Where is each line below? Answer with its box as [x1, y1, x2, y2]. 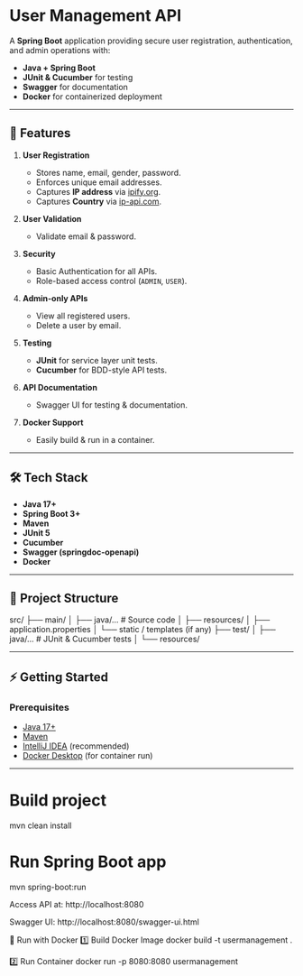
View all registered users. [35, 310, 131, 321]
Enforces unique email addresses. [35, 177, 162, 188]
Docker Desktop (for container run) [22, 750, 153, 761]
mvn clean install [9, 820, 72, 831]
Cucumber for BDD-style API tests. [35, 364, 168, 375]
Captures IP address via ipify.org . [35, 186, 161, 197]
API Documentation [22, 382, 97, 392]
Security [22, 248, 56, 259]
